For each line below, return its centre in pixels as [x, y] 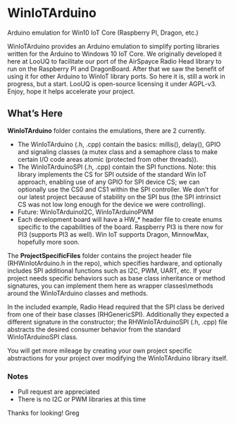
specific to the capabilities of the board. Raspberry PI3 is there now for [120, 227]
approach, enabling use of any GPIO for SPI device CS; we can [108, 182]
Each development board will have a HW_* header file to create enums [120, 219]
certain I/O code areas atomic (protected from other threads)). [108, 159]
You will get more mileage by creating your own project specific [100, 351]
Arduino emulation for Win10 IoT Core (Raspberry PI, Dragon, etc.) [103, 33]
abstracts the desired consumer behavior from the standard [94, 329]
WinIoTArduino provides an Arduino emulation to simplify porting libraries [113, 46]
